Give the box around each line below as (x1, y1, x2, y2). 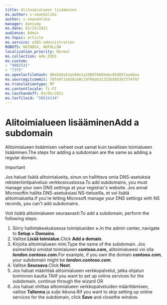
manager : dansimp (5, 21, 41, 26)
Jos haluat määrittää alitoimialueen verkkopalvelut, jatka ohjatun (12, 268, 145, 274)
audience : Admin (5, 30, 39, 35)
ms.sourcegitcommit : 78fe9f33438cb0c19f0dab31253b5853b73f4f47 (5, 77, 140, 82)
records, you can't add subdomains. (5, 201, 80, 207)
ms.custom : (5, 58, 28, 63)
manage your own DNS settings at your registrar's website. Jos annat (5, 185, 148, 191)
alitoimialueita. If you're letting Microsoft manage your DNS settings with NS (5, 195, 160, 201)
